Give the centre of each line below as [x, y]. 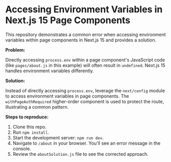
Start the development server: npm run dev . [58, 137]
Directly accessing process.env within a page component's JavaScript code [85, 59]
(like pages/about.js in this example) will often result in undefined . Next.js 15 [85, 65]
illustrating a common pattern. [37, 107]
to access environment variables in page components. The [67, 96]
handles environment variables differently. [50, 71]
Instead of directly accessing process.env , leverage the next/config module [85, 90]
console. [22, 148]
